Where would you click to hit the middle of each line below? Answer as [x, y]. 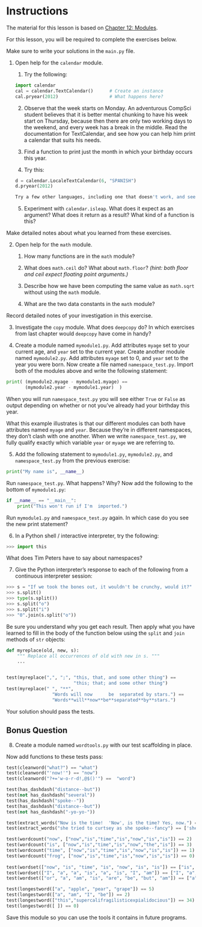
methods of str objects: [36, 639]
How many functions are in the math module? [79, 256]
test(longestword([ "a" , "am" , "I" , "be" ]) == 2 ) [68, 895]
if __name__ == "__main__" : [41, 500]
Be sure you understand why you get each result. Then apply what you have [101, 626]
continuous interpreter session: [54, 576]
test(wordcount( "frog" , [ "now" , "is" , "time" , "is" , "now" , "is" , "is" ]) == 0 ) [101, 856]
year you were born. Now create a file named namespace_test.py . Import [104, 364]
